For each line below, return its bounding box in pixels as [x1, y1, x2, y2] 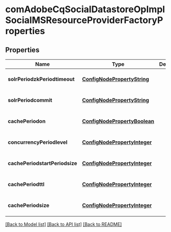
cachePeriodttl [8, 181, 45, 188]
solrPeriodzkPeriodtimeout [8, 75, 75, 83]
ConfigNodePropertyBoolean [82, 118, 154, 124]
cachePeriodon [8, 118, 46, 124]
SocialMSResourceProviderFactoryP [5, 14, 163, 26]
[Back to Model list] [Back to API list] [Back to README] [5, 221, 122, 227]
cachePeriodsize [8, 202, 50, 209]
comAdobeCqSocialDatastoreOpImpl [5, 4, 165, 15]
